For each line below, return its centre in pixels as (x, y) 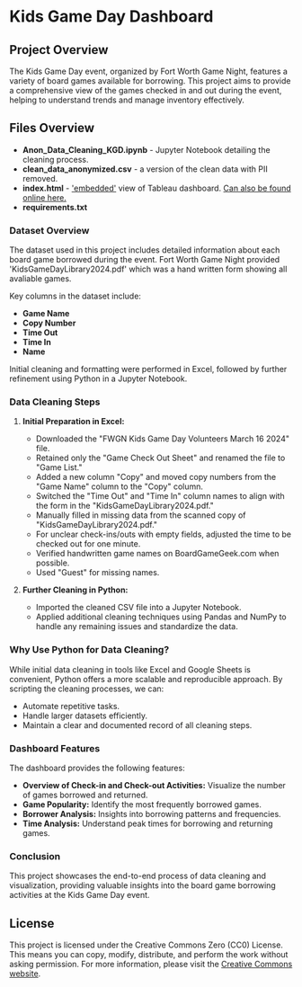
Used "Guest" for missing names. (98, 573)
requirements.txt (55, 207)
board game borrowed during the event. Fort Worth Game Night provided (145, 260)
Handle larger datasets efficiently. (85, 716)
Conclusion (35, 856)
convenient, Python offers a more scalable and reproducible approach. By (146, 679)
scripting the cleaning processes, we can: (87, 689)
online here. (44, 197)
